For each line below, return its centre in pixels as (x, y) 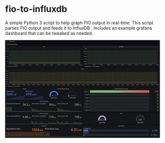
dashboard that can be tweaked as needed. (49, 33)
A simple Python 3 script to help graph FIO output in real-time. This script (79, 23)
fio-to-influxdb (36, 9)
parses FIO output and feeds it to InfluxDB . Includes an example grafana (79, 28)
